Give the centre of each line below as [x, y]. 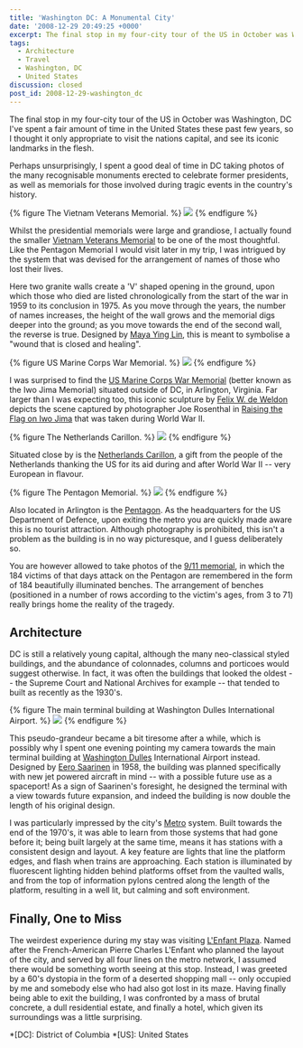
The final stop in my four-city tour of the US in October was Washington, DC [151, 119]
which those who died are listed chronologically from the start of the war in [149, 295]
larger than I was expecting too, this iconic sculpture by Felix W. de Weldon [149, 399]
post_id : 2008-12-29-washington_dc [76, 93]
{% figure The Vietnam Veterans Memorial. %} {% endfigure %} [134, 212]
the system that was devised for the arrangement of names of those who [145, 259]
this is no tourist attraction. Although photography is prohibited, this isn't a [147, 529]
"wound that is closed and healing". [75, 343]
